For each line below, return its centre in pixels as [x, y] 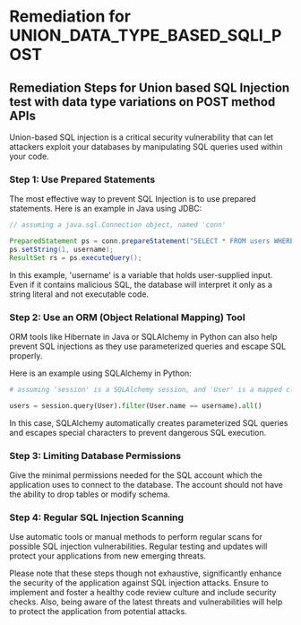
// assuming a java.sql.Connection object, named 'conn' [118, 225]
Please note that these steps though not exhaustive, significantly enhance [146, 573]
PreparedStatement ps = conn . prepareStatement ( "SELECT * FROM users [140, 241]
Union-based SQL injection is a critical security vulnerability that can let [142, 137]
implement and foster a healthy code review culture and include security [143, 593]
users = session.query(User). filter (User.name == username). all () [136, 405]
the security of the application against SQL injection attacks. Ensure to [139, 583]
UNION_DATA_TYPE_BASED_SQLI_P [146, 35]
